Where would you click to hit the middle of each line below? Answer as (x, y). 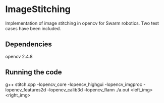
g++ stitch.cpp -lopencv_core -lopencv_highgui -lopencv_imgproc (74, 84)
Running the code (34, 72)
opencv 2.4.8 (19, 56)
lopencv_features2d (26, 89)
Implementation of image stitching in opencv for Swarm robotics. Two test (82, 23)
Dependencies (29, 44)
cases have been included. (33, 28)
